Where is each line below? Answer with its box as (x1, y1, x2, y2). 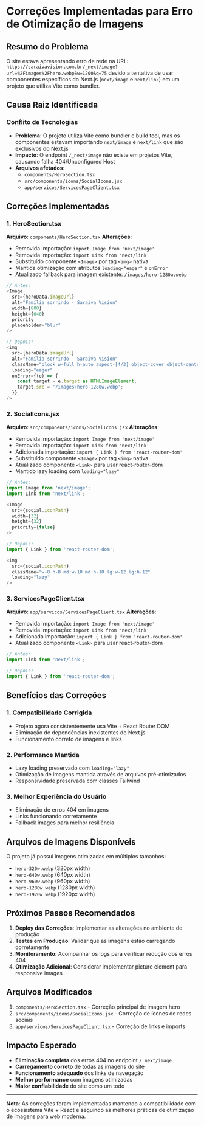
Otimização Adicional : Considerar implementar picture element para (15, 962, 188, 970)
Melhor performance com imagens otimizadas (15, 1076, 133, 1083)
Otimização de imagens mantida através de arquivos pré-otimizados (15, 770, 186, 778)
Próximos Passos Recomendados (6, 908, 135, 919)
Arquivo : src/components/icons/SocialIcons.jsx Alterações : (6, 424, 159, 431)
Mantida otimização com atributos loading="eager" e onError (15, 264, 168, 272)
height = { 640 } (12, 311, 45, 317)
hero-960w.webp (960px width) (15, 877, 90, 885)
